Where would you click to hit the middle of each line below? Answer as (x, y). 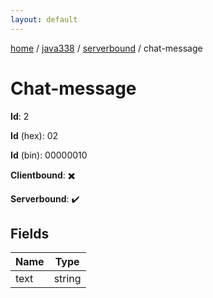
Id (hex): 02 (34, 135)
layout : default (44, 19)
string (67, 279)
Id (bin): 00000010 (49, 155)
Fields (30, 233)
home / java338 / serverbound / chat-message (106, 48)
